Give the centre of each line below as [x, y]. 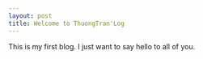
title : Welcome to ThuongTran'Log [67, 23]
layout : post [30, 16]
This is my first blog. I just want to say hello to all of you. [102, 46]
